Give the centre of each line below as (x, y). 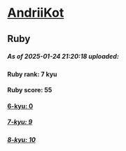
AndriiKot (36, 13)
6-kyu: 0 (20, 106)
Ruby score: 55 (30, 90)
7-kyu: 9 (20, 122)
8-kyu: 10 (22, 139)
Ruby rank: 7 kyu (32, 74)
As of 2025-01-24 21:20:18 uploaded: (63, 57)
